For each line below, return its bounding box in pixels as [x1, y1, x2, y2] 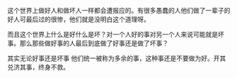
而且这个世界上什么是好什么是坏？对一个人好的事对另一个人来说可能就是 [7, 30, 218, 38]
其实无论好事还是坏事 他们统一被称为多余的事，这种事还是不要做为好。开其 [7, 54, 226, 62]
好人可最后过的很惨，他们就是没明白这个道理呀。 [7, 15, 150, 23]
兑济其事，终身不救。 [7, 63, 69, 71]
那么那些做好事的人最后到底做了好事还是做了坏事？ [19, 39, 168, 48]
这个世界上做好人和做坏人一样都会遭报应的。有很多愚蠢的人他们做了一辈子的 [7, 6, 231, 14]
